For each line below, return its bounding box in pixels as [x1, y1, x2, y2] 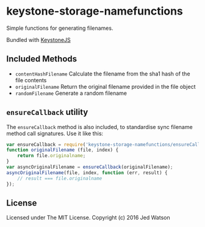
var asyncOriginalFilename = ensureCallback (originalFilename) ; [6, 164, 173, 170]
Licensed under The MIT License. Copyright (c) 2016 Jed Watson [6, 214, 170, 222]
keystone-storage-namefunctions [6, 4, 183, 18]
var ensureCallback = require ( [6, 141, 86, 147]
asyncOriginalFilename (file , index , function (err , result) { [6, 169, 168, 176]
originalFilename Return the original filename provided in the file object [15, 83, 196, 90]
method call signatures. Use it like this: [6, 130, 104, 137]
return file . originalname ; [17, 153, 86, 159]
